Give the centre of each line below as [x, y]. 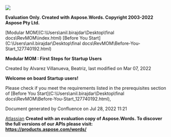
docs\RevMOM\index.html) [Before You [46, 38]
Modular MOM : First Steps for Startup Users [54, 59]
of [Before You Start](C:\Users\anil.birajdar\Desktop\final [65, 93]
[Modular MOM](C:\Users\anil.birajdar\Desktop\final [60, 32]
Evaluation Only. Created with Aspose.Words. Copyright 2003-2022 [79, 17]
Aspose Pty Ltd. [22, 23]
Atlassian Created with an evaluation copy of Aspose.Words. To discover [84, 118]
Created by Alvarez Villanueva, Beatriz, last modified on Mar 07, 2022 [78, 68]
